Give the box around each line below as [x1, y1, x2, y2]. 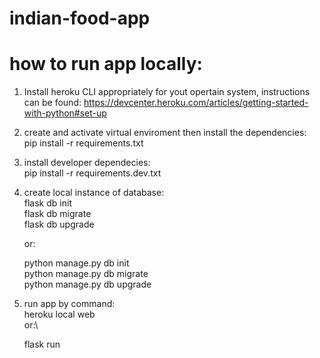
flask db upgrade [23, 218, 95, 231]
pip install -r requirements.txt [23, 137, 144, 149]
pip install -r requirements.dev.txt [23, 167, 162, 179]
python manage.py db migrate [23, 268, 149, 280]
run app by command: [23, 298, 116, 310]
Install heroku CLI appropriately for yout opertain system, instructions [23, 86, 311, 98]
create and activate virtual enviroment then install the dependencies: [23, 127, 307, 139]
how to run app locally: [9, 53, 203, 76]
